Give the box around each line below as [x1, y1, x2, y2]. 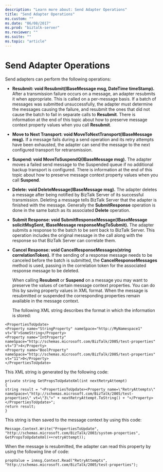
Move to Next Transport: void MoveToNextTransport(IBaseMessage [12, 131, 152, 137]
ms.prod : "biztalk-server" [5, 25, 60, 30]
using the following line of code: [5, 449, 70, 454]
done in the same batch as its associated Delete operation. [12, 207, 130, 213]
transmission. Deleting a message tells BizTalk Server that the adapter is [12, 197, 157, 203]
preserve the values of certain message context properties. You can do [12, 282, 155, 288]
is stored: [12, 312, 31, 318]
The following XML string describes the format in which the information [12, 307, 155, 313]
